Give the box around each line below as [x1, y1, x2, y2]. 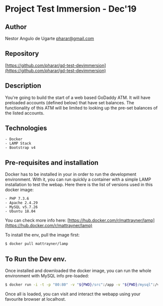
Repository [5, 49, 39, 58]
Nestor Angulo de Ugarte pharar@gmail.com [5, 35, 95, 41]
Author [5, 23, 27, 31]
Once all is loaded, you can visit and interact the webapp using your [5, 291, 141, 297]
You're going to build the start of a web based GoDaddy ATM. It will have [5, 95, 150, 100]
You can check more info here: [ [5, 217, 69, 224]
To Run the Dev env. [5, 255, 67, 263]
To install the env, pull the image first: [5, 232, 80, 238]
